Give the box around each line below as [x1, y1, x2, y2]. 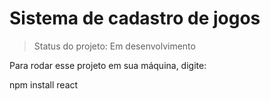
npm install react [9, 78, 79, 91]
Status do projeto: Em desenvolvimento [33, 40, 196, 52]
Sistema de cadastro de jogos [9, 7, 261, 30]
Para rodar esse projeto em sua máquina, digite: [9, 59, 207, 71]
